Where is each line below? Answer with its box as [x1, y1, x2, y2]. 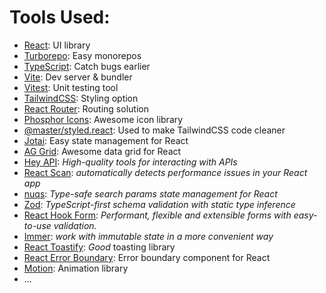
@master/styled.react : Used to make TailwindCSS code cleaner [23, 124, 286, 136]
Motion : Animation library [23, 262, 129, 274]
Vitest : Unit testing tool [23, 81, 119, 93]
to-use [23, 219, 52, 231]
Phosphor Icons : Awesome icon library [23, 113, 184, 125]
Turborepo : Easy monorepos [23, 49, 142, 61]
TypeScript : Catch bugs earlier [23, 60, 151, 72]
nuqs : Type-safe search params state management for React [23, 187, 278, 200]
